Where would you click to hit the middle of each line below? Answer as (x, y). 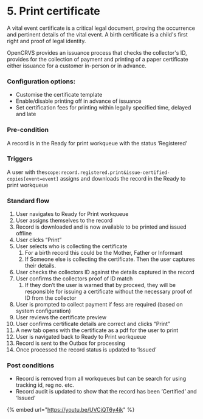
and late (26, 114)
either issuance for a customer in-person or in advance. (77, 66)
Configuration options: (41, 81)
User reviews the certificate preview (61, 317)
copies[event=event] (33, 179)
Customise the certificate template (59, 95)
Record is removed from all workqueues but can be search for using (101, 379)
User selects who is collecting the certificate (71, 246)
